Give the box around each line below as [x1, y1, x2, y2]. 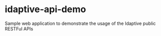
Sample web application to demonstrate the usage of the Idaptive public [5, 20, 156, 26]
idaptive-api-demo [5, 4, 86, 15]
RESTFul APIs [5, 25, 34, 31]
